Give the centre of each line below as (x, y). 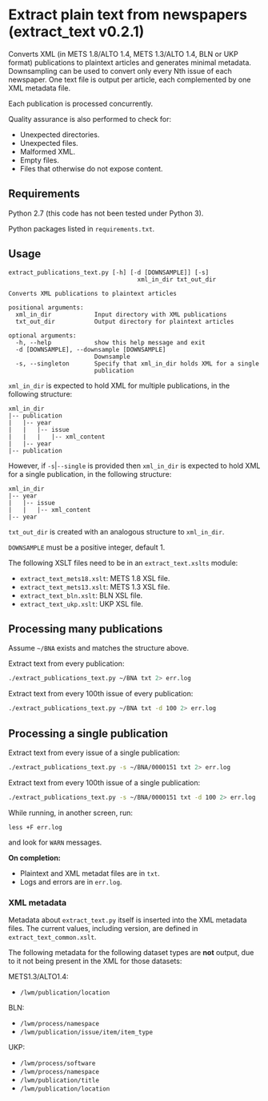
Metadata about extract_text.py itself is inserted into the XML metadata (128, 920)
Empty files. (40, 160)
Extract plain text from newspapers (128, 15)
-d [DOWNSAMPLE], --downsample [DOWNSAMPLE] (91, 349)
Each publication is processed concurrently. (81, 103)
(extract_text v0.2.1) (76, 32)
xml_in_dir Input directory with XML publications (121, 314)
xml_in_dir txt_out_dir (177, 279)
